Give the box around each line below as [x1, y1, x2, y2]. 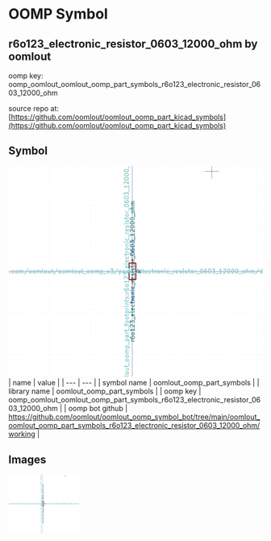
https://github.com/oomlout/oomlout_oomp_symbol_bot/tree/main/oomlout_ [8, 412, 261, 422]
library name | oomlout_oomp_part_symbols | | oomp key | [8, 386, 202, 396]
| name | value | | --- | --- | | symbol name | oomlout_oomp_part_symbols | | [8, 378, 260, 388]
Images [8, 452, 47, 466]
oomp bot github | [68, 404, 128, 414]
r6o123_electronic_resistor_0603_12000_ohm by [8, 37, 258, 51]
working [8, 429, 36, 439]
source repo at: [8, 104, 59, 113]
